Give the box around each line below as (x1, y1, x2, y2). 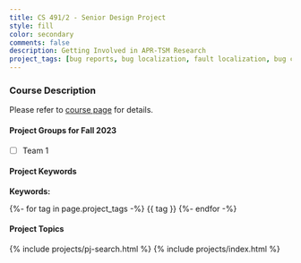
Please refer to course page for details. (9, 105, 154, 115)
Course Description (9, 84, 97, 97)
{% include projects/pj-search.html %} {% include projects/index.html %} (9, 243, 280, 254)
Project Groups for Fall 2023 (9, 124, 116, 135)
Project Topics (9, 224, 64, 234)
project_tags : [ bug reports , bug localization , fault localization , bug (9, 55, 287, 64)
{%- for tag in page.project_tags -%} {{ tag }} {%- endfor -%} (9, 203, 237, 214)
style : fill (9, 21, 54, 30)
